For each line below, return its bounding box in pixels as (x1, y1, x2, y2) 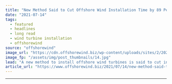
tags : (5, 17, 17, 22)
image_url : (5, 50, 29, 55)
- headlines (10, 26, 36, 32)
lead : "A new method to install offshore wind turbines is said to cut (5, 60, 161, 65)
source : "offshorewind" (5, 45, 56, 50)
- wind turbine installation (10, 36, 72, 41)
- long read (10, 31, 36, 36)
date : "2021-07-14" (5, 12, 47, 17)
